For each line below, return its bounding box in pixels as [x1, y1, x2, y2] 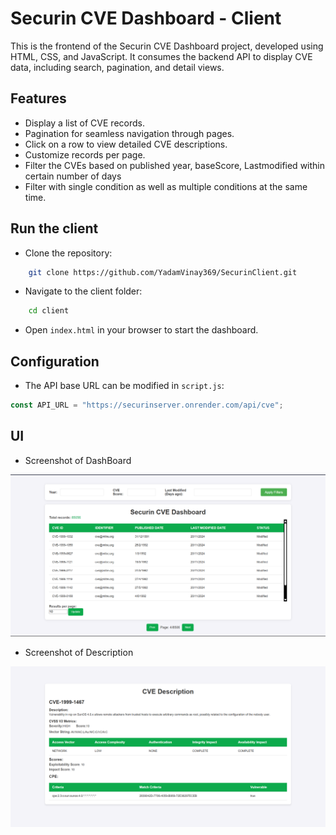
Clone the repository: [24, 247, 113, 259]
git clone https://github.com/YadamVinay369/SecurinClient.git [28, 267, 298, 277]
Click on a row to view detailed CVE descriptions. [24, 138, 228, 150]
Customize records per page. [24, 148, 146, 161]
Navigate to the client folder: [24, 285, 143, 297]
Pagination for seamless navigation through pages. [24, 127, 235, 139]
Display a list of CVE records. [24, 117, 145, 129]
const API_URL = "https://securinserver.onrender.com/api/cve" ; [10, 400, 284, 411]
